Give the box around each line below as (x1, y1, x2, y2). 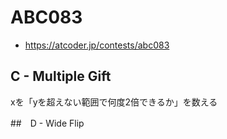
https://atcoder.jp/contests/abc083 (24, 39, 170, 51)
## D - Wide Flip (10, 117, 85, 129)
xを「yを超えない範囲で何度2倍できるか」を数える (10, 96, 218, 108)
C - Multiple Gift (10, 68, 112, 85)
